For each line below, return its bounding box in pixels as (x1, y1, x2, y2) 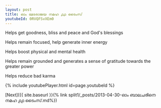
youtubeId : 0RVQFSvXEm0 (5, 16, 54, 21)
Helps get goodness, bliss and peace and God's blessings (5, 30, 123, 36)
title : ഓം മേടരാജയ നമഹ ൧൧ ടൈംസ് (5, 12, 82, 17)
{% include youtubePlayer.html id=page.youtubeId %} (5, 82, 115, 88)
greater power (5, 63, 34, 69)
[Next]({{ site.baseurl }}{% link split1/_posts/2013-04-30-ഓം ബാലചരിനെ (5, 92, 156, 98)
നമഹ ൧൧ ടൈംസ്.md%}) (5, 98, 57, 104)
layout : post (5, 7, 32, 12)
